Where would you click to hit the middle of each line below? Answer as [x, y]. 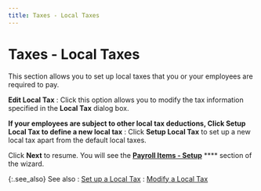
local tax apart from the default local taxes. [77, 140]
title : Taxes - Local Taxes [54, 15]
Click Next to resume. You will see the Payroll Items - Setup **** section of [130, 155]
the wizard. [26, 163]
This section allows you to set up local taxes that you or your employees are [130, 76]
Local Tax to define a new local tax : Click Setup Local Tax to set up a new [129, 131]
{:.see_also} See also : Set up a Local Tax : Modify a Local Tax [108, 178]
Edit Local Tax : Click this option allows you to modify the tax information [126, 100]
